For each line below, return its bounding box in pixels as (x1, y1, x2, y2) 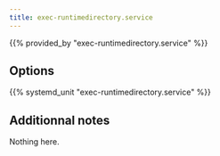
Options (9, 63, 55, 78)
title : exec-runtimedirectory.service (9, 12, 153, 22)
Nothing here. (9, 136, 60, 147)
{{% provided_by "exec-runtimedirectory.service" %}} (9, 37, 208, 48)
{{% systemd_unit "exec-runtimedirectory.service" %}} (9, 86, 212, 98)
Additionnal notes (9, 112, 110, 127)
